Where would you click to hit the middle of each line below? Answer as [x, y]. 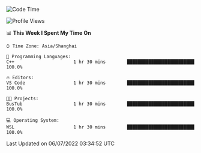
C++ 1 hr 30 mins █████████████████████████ [100, 62]
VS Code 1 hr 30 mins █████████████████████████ [100, 83]
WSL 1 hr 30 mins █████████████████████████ [100, 127]
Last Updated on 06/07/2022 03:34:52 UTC [61, 143]
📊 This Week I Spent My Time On [49, 33]
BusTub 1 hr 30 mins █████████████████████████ [100, 104]
